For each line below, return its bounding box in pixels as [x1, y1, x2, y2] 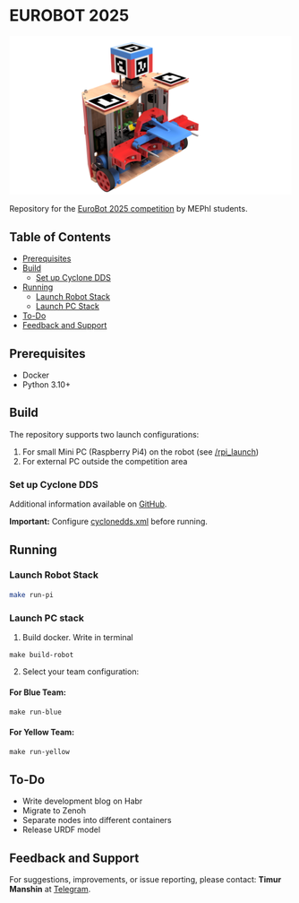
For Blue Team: [9, 687, 67, 698]
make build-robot [9, 651, 74, 660]
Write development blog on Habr [21, 795, 143, 807]
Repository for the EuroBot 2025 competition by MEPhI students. [9, 204, 248, 214]
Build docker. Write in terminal [21, 632, 133, 643]
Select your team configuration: [21, 666, 140, 677]
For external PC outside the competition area [21, 456, 188, 466]
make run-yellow [9, 748, 70, 757]
